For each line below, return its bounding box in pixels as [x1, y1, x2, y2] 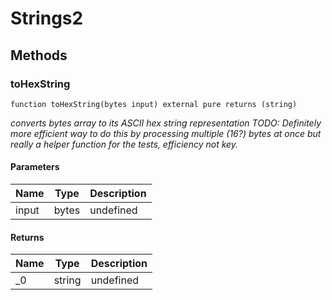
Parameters [10, 161, 60, 173]
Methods [10, 47, 68, 64]
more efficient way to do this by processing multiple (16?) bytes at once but [10, 127, 322, 139]
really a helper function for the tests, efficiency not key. [10, 138, 239, 150]
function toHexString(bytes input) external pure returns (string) [10, 99, 298, 109]
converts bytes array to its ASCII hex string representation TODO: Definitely [10, 117, 322, 129]
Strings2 [10, 7, 84, 30]
